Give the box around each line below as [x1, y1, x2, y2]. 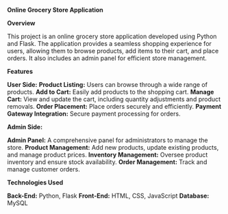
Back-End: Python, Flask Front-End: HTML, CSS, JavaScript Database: [7, 191, 210, 200]
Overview [7, 19, 36, 27]
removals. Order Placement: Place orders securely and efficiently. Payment [7, 103, 222, 110]
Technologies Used [7, 178, 64, 187]
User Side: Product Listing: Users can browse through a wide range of [7, 81, 207, 88]
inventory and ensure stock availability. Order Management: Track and [7, 158, 207, 166]
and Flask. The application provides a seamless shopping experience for [7, 40, 212, 47]
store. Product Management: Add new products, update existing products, [7, 144, 219, 151]
